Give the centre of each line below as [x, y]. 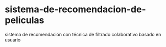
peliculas [25, 20]
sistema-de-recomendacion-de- [75, 9]
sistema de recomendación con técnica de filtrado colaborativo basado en [83, 34]
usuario [13, 40]
